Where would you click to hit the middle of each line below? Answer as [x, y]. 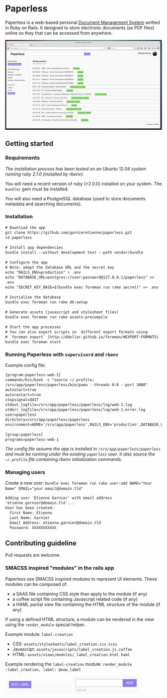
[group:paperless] [24, 435]
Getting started [29, 144]
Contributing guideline [41, 543]
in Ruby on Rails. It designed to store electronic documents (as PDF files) [80, 27]
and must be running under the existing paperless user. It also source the [80, 454]
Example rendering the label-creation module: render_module [69, 664]
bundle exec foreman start [33, 342]
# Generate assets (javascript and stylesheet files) [62, 312]
